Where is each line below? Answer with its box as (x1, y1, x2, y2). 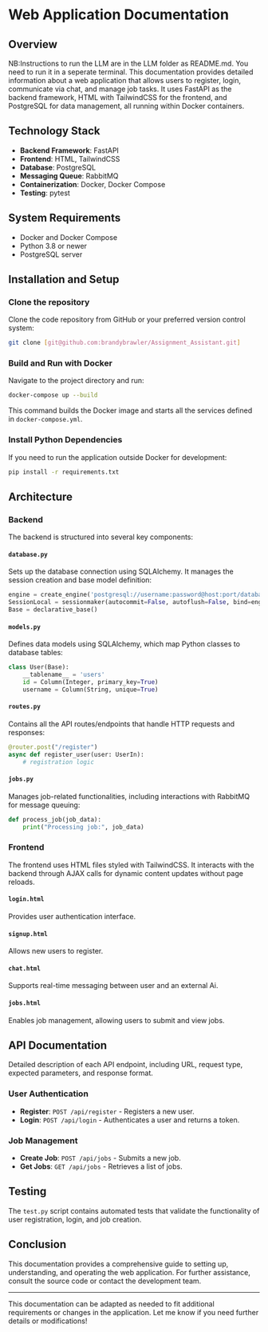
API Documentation (8, 1038, 108, 1053)
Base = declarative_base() (8, 606, 98, 614)
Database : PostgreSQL (19, 162, 97, 172)
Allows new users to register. (8, 946, 104, 956)
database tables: (8, 648, 64, 658)
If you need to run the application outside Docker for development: (8, 452, 227, 462)
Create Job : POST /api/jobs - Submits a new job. (19, 1154, 181, 1163)
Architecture (8, 490, 73, 503)
